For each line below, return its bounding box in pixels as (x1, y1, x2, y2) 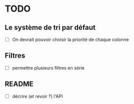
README (5, 80, 33, 88)
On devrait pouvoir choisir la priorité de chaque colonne (12, 36, 129, 42)
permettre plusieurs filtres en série (12, 65, 85, 71)
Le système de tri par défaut (5, 23, 96, 32)
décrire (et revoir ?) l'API (12, 93, 63, 99)
